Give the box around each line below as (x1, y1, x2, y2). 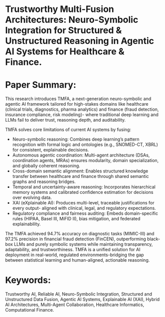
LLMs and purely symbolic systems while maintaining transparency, (14, 241, 153, 247)
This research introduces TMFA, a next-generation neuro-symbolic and (5, 96, 152, 102)
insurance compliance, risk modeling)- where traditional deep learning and (5, 112, 159, 118)
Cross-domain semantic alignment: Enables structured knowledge (12, 168, 149, 174)
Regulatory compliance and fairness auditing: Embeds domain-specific (12, 210, 159, 216)
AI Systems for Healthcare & (5, 46, 125, 57)
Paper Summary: (5, 79, 76, 91)
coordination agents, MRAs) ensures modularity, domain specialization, (12, 158, 159, 163)
